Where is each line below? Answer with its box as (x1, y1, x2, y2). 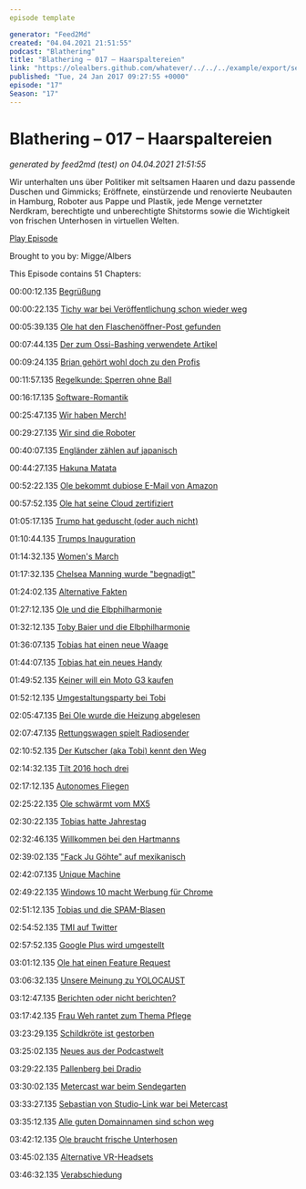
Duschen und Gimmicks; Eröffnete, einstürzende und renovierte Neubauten (9, 186, 292, 197)
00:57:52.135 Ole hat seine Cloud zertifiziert (9, 498, 174, 509)
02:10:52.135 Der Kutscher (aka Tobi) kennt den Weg (9, 745, 207, 756)
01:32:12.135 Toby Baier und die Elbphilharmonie (9, 621, 190, 632)
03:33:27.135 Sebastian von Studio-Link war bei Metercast (9, 1098, 229, 1109)
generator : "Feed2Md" (9, 29, 92, 39)
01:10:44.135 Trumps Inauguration (9, 532, 136, 543)
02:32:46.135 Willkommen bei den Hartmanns (9, 833, 180, 844)
